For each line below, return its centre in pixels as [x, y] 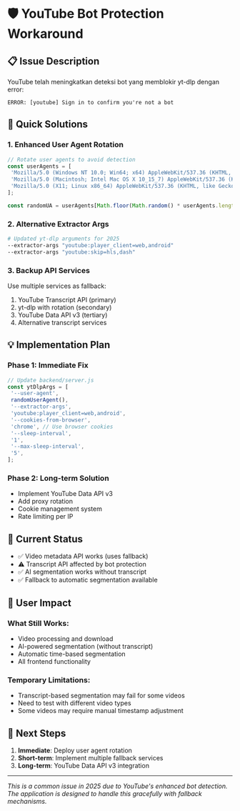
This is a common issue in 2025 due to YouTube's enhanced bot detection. [117, 786]
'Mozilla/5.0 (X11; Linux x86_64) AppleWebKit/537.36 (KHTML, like [113, 186]
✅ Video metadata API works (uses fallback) [83, 556]
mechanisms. [27, 801]
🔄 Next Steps [37, 733]
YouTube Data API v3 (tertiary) [62, 315]
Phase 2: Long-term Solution [58, 478]
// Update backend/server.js [51, 380]
